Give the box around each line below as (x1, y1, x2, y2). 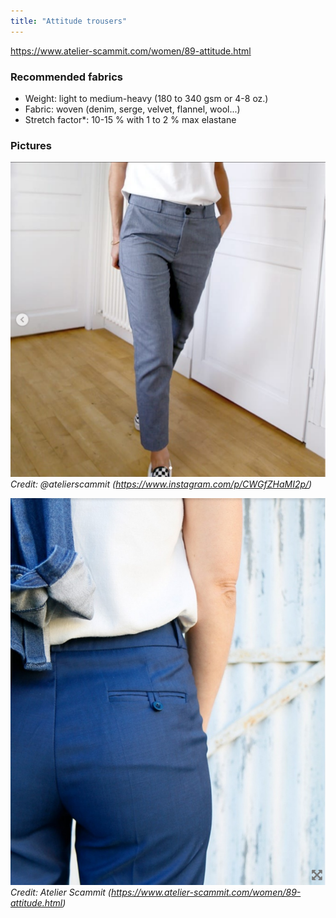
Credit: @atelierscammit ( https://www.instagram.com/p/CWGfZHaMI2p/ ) (10, 478, 313, 490)
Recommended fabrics (10, 70, 123, 84)
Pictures (10, 138, 53, 152)
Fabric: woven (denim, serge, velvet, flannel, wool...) (24, 103, 241, 115)
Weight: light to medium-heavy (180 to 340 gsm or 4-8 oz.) (24, 92, 269, 104)
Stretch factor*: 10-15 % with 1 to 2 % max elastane (24, 113, 237, 125)
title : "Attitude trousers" (10, 16, 128, 26)
